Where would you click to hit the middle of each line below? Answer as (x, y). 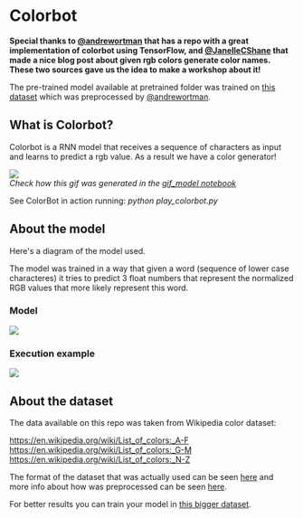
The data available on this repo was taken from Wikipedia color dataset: (143, 422)
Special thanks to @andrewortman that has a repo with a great (129, 41)
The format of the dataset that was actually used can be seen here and (142, 476)
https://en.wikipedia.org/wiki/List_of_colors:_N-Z (100, 459)
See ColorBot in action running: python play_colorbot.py (114, 201)
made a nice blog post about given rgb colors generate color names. (140, 60)
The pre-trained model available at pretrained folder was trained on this (142, 87)
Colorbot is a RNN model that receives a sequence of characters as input (146, 146)
